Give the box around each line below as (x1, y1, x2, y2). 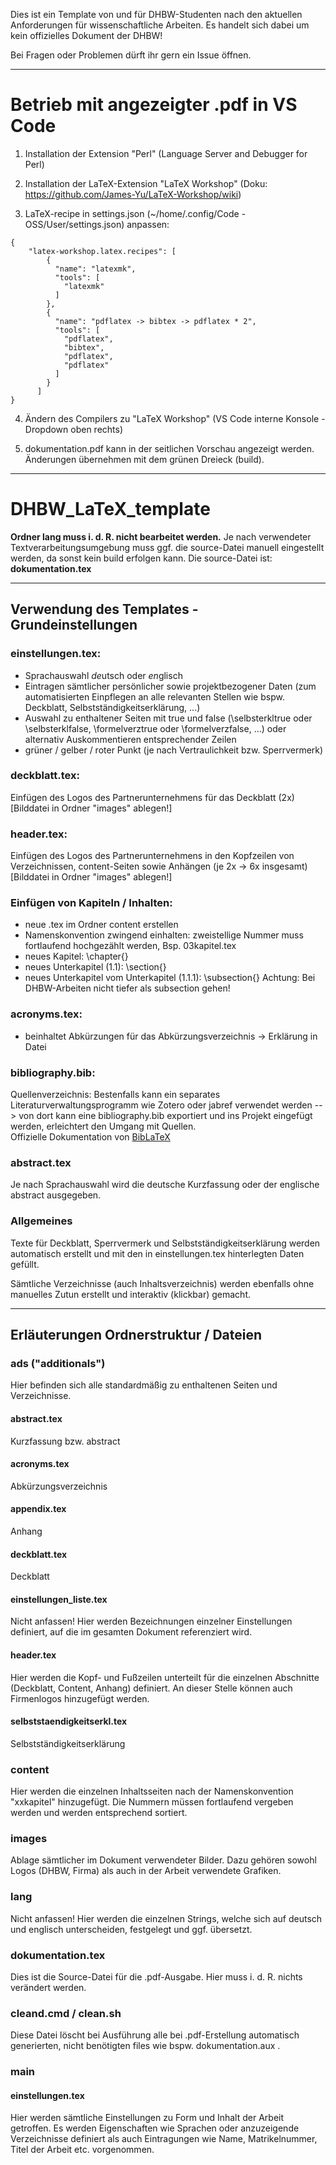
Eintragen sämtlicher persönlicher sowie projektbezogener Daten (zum (24, 680, 317, 692)
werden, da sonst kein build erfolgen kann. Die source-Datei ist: (10, 552, 273, 564)
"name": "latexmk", (54, 264, 137, 274)
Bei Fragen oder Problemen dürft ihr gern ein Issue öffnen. (10, 49, 252, 61)
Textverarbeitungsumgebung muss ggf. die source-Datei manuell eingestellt (10, 541, 325, 553)
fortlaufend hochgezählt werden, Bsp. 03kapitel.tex (24, 940, 237, 952)
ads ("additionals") (10, 1356, 106, 1370)
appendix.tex (10, 1503, 67, 1515)
